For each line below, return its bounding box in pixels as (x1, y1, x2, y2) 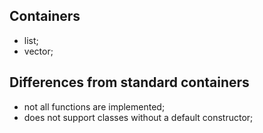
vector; (23, 45, 54, 57)
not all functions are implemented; (23, 100, 166, 113)
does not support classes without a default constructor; (23, 111, 254, 123)
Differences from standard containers (9, 74, 250, 91)
